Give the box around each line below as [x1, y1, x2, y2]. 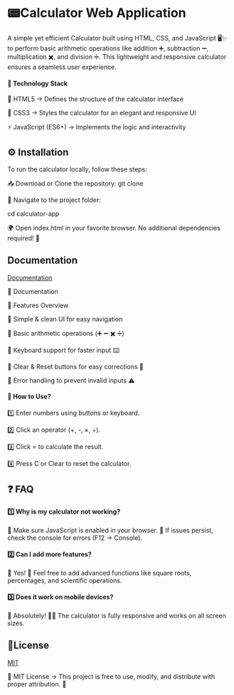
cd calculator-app [7, 209, 60, 218]
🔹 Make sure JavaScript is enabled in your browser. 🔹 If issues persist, [7, 526, 213, 534]
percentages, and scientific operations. [7, 576, 122, 585]
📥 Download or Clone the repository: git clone [7, 179, 144, 188]
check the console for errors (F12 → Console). [7, 534, 143, 542]
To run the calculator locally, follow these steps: [7, 164, 147, 174]
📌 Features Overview [7, 301, 69, 309]
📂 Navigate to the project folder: [7, 196, 101, 204]
